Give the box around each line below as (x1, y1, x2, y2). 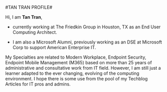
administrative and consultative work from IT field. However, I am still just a (5, 65, 161, 71)
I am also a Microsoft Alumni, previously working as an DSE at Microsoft (12, 39, 162, 45)
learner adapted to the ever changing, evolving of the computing (5, 70, 140, 76)
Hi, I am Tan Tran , (5, 14, 42, 20)
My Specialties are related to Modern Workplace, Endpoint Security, (5, 54, 146, 60)
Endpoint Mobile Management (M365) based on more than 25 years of (5, 60, 152, 65)
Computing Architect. (12, 29, 57, 35)
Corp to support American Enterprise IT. (12, 44, 96, 50)
